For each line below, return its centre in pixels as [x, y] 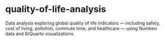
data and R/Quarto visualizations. [40, 33]
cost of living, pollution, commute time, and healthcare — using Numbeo [81, 28]
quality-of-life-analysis [56, 9]
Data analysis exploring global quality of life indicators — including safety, [83, 23]
